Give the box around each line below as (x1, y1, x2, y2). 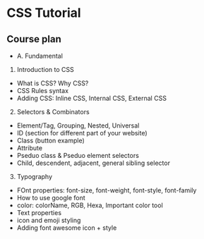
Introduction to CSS (16, 66, 75, 73)
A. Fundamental (16, 51, 63, 60)
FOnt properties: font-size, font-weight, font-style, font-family (16, 186, 197, 195)
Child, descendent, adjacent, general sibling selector (16, 159, 171, 167)
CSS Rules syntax (16, 87, 68, 94)
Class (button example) (16, 136, 85, 145)
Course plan (6, 33, 61, 45)
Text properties (16, 209, 61, 216)
